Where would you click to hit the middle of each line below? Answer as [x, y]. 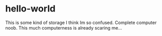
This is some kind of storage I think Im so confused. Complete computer [81, 22]
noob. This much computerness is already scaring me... [64, 27]
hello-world [31, 9]
